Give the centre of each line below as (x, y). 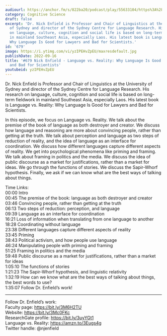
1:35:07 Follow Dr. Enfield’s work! (39, 288)
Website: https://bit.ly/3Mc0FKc (38, 312)
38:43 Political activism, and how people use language (61, 240)
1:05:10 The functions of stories (37, 267)
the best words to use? (29, 282)
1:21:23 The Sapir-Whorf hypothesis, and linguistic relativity (66, 272)
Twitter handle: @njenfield (32, 328)
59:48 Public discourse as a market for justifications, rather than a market (81, 256)
